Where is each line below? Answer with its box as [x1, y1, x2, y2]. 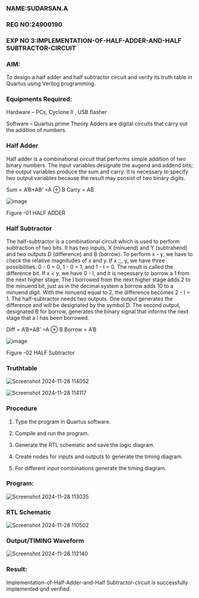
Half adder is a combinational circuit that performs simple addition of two [6, 155, 186, 163]
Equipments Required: [6, 95, 72, 103]
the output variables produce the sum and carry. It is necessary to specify [6, 168, 189, 175]
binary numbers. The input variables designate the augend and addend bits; [6, 161, 193, 169]
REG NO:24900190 [6, 20, 63, 28]
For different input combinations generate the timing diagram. [14, 464, 167, 471]
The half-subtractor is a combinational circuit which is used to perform [6, 238, 180, 245]
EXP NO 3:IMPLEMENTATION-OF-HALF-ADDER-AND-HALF [6, 36, 182, 44]
